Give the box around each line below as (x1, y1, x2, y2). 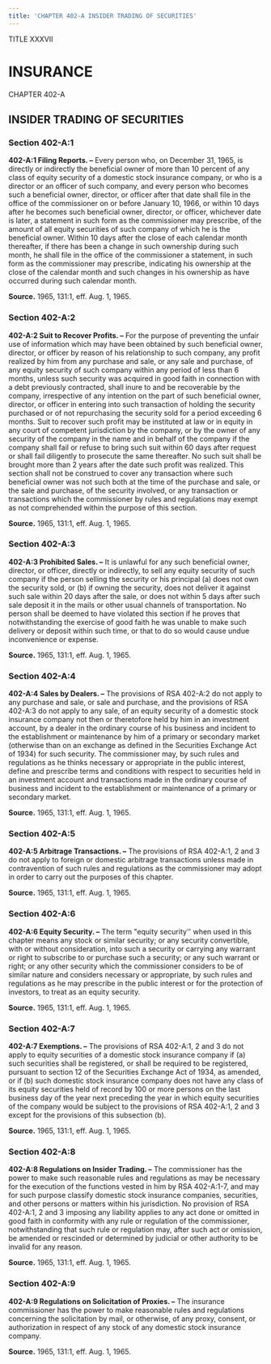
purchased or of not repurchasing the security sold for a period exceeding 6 (8, 408, 262, 417)
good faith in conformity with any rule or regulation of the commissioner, (8, 1216, 250, 1226)
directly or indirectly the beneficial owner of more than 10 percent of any (8, 164, 250, 174)
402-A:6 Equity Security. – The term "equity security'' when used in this (8, 926, 252, 936)
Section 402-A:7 (8, 1023, 75, 1034)
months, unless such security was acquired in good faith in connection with (8, 374, 260, 383)
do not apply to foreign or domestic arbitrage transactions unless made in (8, 855, 254, 865)
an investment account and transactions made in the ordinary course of (8, 775, 247, 785)
